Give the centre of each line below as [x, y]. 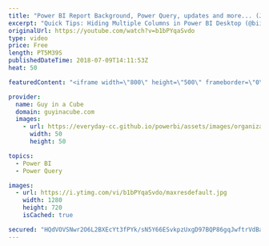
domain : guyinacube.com [55, 112]
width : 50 [46, 134]
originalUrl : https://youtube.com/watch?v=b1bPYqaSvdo [102, 30]
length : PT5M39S [35, 53]
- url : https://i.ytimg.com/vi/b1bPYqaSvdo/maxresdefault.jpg [121, 193]
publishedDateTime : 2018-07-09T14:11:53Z [78, 61]
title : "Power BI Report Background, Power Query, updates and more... [130, 16]
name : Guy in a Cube [50, 104]
